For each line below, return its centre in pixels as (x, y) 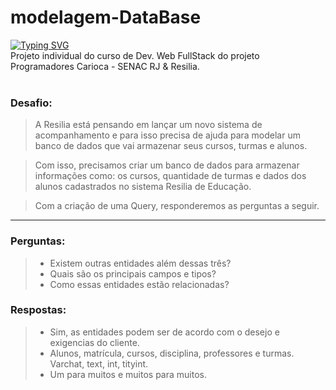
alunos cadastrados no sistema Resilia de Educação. (143, 187)
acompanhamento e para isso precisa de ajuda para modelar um (167, 135)
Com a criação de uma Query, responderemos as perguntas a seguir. (177, 206)
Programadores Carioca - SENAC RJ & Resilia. (105, 66)
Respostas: (38, 310)
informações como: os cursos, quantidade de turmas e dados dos (170, 176)
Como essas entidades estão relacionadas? (139, 284)
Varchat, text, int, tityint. (99, 363)
